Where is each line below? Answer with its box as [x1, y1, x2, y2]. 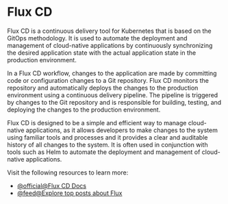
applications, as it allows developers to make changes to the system [25, 126, 218, 134]
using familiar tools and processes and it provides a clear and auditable [7, 133, 208, 141]
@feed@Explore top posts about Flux [16, 189, 123, 197]
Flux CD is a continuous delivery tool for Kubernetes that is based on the [7, 27, 212, 35]
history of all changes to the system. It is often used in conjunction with [7, 140, 208, 149]
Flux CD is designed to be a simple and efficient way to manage [7, 118, 187, 127]
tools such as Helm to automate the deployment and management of [7, 148, 201, 156]
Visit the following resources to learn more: [7, 168, 129, 177]
